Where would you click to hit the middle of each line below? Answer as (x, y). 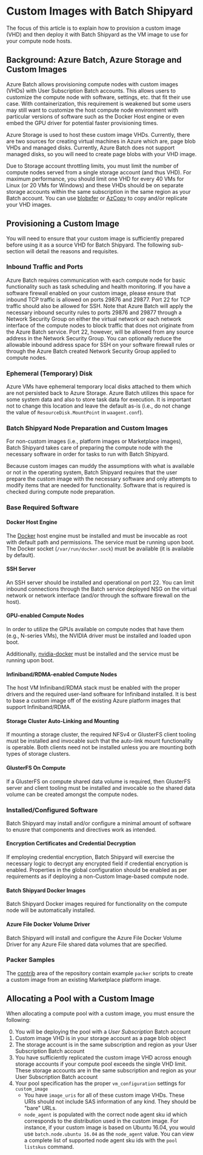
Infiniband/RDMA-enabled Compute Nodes (62, 674)
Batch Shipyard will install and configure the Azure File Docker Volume (94, 937)
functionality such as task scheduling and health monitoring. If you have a (98, 286)
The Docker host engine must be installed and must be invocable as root (97, 535)
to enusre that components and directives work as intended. (81, 829)
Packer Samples (31, 960)
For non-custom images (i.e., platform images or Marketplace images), (95, 441)
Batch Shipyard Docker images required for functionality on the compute (97, 904)
